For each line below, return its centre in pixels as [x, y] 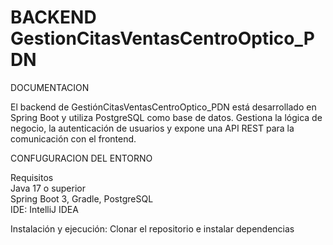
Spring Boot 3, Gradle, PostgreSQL [82, 198]
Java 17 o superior [48, 188]
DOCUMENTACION [50, 87]
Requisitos [32, 177]
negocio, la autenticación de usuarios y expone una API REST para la [152, 128]
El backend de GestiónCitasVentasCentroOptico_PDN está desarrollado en [163, 107]
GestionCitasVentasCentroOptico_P [162, 38]
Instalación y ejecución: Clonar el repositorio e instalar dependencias [152, 228]
